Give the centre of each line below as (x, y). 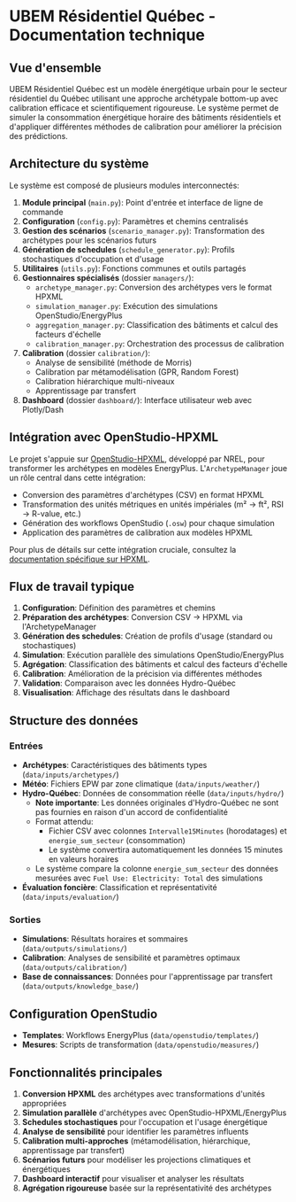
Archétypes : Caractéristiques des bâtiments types (114, 765)
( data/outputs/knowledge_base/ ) (80, 986)
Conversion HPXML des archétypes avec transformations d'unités (143, 1094)
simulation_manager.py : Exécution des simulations (126, 306)
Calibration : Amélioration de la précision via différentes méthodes (142, 674)
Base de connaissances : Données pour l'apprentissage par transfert (147, 977)
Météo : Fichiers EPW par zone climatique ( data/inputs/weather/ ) (141, 784)
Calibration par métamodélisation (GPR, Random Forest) (137, 372)
